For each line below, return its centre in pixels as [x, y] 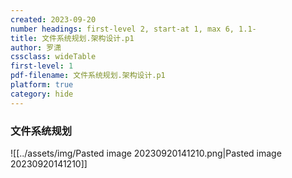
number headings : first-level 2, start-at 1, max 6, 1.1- [133, 29]
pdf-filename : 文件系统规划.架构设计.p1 [88, 76]
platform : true [42, 85]
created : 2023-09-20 [53, 19]
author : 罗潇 [36, 47]
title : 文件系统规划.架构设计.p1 [72, 38]
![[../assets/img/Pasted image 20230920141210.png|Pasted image [146, 153]
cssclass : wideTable [53, 57]
